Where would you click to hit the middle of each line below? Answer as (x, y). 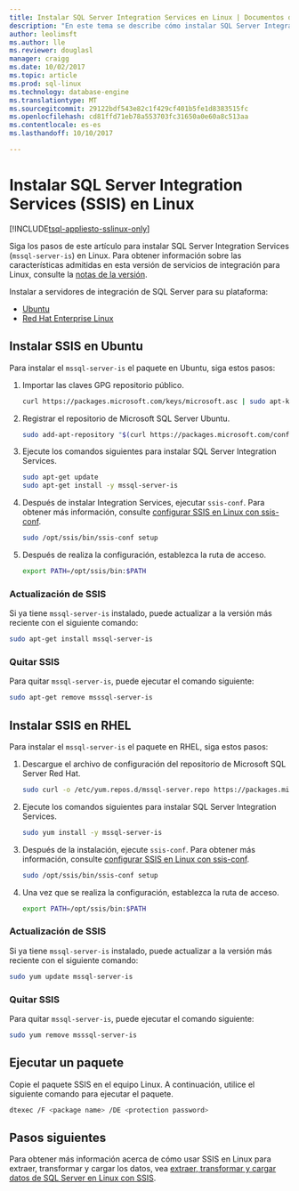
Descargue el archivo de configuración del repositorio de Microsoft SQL (154, 764)
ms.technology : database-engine (69, 92)
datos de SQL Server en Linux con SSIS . (83, 1178)
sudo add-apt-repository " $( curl (84, 434)
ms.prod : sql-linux (45, 84)
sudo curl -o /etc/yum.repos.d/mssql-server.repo (116, 790)
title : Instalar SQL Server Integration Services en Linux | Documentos (147, 17)
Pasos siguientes (58, 1137)
